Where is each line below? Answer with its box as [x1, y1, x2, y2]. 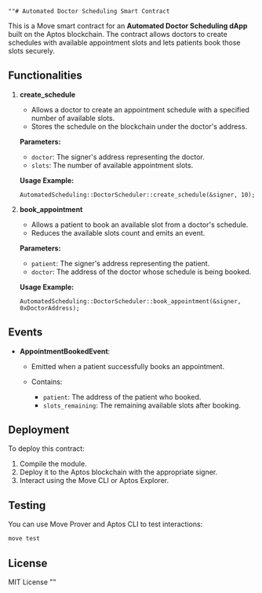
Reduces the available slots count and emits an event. [31, 228, 206, 237]
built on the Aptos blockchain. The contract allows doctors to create [8, 30, 227, 38]
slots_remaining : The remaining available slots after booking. [42, 401, 242, 410]
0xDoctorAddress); [19, 304, 80, 312]
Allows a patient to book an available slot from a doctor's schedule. [31, 220, 249, 229]
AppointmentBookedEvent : [19, 346, 111, 356]
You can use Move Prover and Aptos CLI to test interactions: [8, 519, 203, 529]
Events [8, 326, 43, 339]
